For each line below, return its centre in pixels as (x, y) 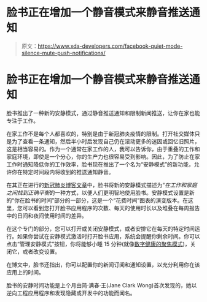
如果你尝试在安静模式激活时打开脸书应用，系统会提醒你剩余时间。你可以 (108, 236)
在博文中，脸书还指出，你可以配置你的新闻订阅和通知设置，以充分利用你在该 (103, 265)
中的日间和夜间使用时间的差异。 (47, 216)
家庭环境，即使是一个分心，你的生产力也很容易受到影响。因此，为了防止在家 (103, 156)
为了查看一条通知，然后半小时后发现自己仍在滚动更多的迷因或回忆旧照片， (106, 141)
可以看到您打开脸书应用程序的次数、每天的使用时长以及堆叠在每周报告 (111, 208)
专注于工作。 (22, 121)
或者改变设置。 (41, 251)
